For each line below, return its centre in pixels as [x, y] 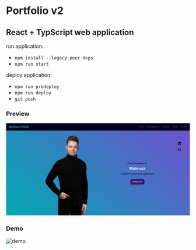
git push [25, 99]
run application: [25, 46]
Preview [18, 114]
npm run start [32, 64]
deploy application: [29, 75]
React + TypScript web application [70, 32]
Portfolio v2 [35, 11]
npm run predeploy [37, 87]
